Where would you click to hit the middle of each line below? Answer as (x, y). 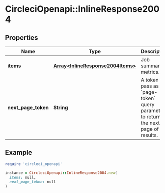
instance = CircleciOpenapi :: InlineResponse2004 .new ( (61, 173)
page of (150, 129)
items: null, (23, 177)
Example (19, 152)
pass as (150, 86)
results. (149, 135)
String (61, 108)
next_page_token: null (33, 182)
